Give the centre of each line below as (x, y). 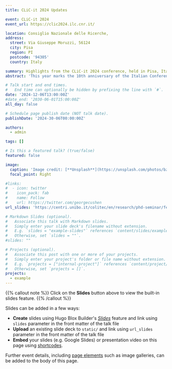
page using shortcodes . (38, 345)
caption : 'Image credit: (36, 170)
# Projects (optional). (31, 250)
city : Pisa (21, 48)
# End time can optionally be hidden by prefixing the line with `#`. (84, 90)
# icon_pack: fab (27, 193)
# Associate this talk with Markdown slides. (57, 221)
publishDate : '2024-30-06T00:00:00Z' (46, 118)
